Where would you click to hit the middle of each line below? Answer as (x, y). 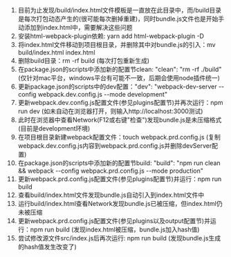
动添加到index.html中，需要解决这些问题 (75, 27)
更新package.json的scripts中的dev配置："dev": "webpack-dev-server (117, 86)
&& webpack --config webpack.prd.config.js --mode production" (110, 171)
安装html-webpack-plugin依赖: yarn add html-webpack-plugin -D (111, 36)
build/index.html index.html (56, 53)
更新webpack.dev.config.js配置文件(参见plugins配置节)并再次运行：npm (120, 103)
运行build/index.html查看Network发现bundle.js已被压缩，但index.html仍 (120, 203)
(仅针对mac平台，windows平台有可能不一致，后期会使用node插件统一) (119, 78)
